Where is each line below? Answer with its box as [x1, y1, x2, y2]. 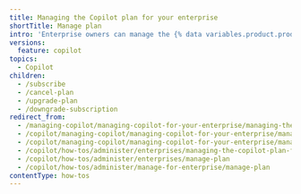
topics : [9, 55, 39, 63]
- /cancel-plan [17, 88, 74, 97]
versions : [9, 38, 47, 47]
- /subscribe [17, 80, 66, 89]
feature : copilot [17, 46, 82, 55]
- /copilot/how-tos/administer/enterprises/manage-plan [17, 154, 230, 164]
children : [9, 72, 47, 80]
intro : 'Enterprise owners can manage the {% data [9, 30, 202, 38]
